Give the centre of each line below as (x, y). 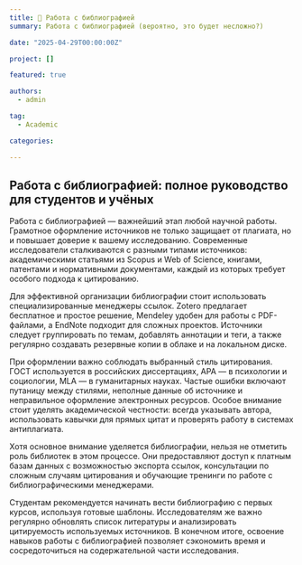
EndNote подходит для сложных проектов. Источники (159, 325)
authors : (26, 91)
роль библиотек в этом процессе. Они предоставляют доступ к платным (150, 457)
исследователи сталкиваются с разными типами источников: (128, 250)
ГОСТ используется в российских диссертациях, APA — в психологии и (148, 372)
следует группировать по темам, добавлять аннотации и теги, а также (146, 334)
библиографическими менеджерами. (82, 485)
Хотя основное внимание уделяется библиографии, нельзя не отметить (148, 447)
